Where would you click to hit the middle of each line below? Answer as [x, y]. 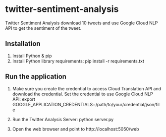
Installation [23, 44]
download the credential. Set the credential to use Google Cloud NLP [83, 94]
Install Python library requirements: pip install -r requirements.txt [78, 61]
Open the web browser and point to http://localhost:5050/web [76, 129]
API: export [24, 99]
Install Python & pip [32, 56]
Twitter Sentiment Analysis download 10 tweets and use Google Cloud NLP [82, 23]
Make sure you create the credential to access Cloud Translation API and [87, 88]
